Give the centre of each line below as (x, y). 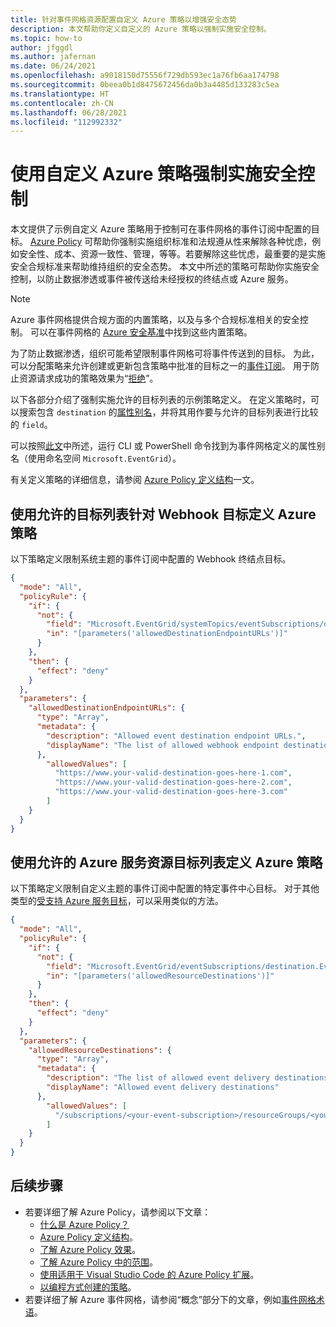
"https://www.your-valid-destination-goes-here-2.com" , (173, 782)
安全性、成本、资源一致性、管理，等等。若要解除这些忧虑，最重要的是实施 (172, 254)
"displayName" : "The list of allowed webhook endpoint (163, 745)
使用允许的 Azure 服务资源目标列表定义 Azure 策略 (166, 862)
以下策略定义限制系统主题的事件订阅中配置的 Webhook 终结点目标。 (151, 559)
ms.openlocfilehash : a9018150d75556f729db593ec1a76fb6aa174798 (145, 76)
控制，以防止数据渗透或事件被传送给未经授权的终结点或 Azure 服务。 (152, 279)
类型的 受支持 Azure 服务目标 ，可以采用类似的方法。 (117, 901)
